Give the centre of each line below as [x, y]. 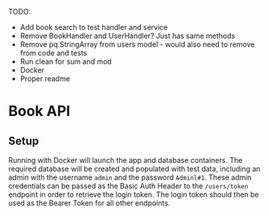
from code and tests [54, 53]
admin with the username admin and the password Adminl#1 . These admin [130, 177]
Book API [39, 111]
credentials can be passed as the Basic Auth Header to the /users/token [128, 186]
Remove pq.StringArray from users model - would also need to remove [137, 44]
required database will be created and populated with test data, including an [134, 169]
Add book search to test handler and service [94, 27]
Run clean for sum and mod [66, 61]
